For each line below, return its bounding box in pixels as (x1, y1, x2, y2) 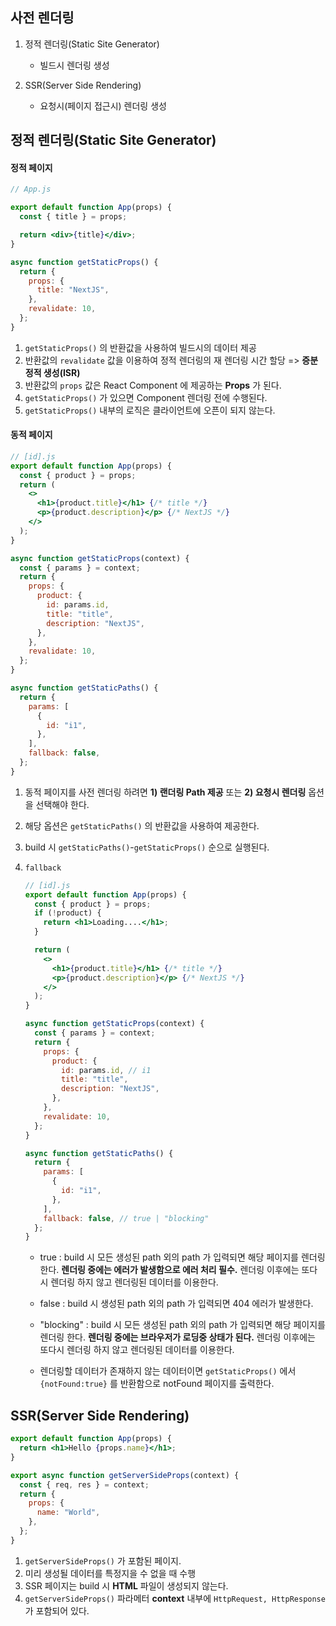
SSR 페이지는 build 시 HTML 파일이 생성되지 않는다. (24, 1579, 229, 1592)
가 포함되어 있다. (24, 1604, 90, 1617)
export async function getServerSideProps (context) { (10, 1470, 240, 1480)
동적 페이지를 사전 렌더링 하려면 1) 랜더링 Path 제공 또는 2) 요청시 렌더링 (24, 786, 307, 798)
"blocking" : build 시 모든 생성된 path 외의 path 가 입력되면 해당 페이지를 (39, 1319, 326, 1331)
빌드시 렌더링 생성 (39, 59, 110, 71)
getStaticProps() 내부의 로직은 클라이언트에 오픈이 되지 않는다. (24, 404, 276, 416)
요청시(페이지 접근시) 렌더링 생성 (39, 99, 167, 112)
